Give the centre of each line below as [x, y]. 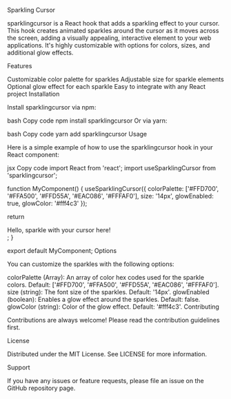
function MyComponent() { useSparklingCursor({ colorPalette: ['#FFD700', [113, 188]
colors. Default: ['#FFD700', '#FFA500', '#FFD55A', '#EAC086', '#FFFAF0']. [113, 285]
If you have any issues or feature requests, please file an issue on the [106, 381]
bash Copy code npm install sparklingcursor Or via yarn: [87, 121]
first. [14, 327]
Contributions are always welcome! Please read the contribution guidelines [113, 320]
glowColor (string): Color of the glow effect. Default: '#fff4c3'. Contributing [113, 307]
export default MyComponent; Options [62, 250]
